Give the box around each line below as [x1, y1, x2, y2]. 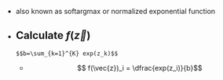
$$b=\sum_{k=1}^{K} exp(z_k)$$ [15, 50, 119, 57]
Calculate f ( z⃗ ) [15, 29, 91, 42]
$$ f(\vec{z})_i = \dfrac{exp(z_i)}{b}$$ [77, 63, 203, 72]
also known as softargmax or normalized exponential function [15, 7, 216, 16]
